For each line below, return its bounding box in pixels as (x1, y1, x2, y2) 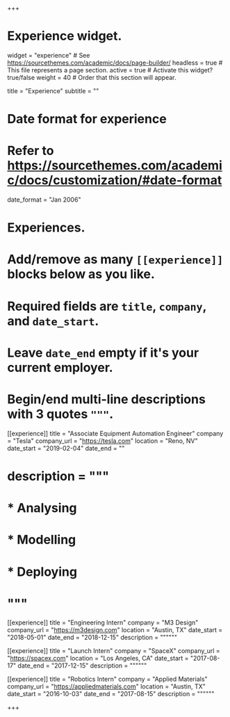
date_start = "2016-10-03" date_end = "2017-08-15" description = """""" (7, 690, 215, 698)
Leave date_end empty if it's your (7, 345, 199, 360)
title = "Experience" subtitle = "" (7, 86, 99, 95)
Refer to (7, 143, 54, 159)
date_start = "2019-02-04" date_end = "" (7, 444, 125, 452)
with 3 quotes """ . (7, 406, 114, 421)
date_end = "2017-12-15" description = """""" (17, 661, 147, 670)
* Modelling (7, 532, 76, 548)
